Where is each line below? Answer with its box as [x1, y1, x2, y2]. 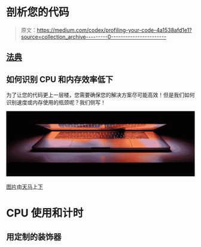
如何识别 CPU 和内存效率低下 [6, 74, 114, 85]
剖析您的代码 [6, 5, 70, 19]
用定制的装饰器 [6, 232, 62, 242]
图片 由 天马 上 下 [6, 183, 43, 190]
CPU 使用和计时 [6, 206, 84, 220]
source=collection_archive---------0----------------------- [20, 33, 166, 40]
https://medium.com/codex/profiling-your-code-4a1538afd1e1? [36, 26, 193, 34]
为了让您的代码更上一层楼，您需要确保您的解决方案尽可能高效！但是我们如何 [6, 91, 195, 99]
